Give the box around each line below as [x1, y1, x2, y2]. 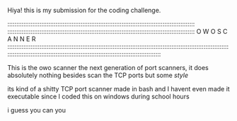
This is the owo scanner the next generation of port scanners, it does [7, 64, 209, 71]
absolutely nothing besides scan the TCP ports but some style [7, 71, 189, 79]
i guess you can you [7, 106, 66, 114]
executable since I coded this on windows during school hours [7, 92, 190, 100]
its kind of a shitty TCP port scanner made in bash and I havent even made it [7, 85, 230, 93]
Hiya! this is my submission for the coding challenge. [7, 6, 161, 14]
